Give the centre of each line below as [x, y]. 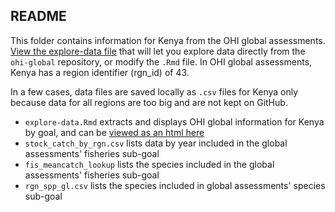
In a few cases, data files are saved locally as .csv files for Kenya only [154, 91]
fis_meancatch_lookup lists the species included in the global [149, 164]
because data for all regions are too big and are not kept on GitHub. [149, 102]
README [38, 16]
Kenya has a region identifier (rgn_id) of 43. [100, 72]
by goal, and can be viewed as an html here [114, 132]
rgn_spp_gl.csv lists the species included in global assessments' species [175, 185]
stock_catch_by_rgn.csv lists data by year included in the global [156, 143]
